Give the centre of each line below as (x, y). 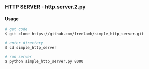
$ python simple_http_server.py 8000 (44, 61)
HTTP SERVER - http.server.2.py (45, 7)
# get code (16, 29)
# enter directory (24, 43)
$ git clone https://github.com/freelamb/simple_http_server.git (74, 34)
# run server (19, 57)
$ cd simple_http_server (31, 48)
